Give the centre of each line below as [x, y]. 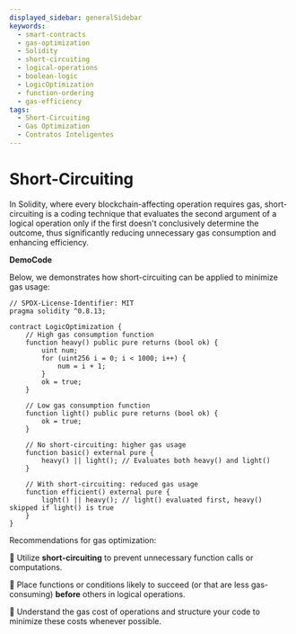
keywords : [28, 26]
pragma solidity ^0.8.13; [57, 311]
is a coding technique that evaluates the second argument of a [161, 213]
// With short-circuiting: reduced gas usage [112, 484]
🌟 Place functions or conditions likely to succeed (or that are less [129, 585]
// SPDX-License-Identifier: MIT [72, 303]
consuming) [31, 594]
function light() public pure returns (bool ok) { [122, 413]
